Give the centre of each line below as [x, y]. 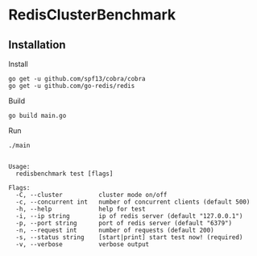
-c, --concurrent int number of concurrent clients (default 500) [133, 202]
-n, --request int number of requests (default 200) [115, 230]
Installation [37, 45]
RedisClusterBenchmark [92, 15]
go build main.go [37, 115]
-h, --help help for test [81, 209]
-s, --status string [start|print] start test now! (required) [129, 237]
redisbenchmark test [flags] [64, 174]
